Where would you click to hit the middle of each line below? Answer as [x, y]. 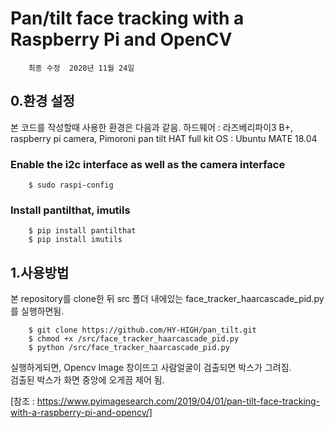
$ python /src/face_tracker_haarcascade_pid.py [129, 348]
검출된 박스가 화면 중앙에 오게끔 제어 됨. [87, 380]
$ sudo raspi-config [71, 185]
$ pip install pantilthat [82, 231]
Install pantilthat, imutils [70, 210]
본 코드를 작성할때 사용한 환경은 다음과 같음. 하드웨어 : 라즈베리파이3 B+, [152, 127]
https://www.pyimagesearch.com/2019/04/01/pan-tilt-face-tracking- [178, 401]
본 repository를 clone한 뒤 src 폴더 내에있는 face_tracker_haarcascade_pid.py [167, 299]
